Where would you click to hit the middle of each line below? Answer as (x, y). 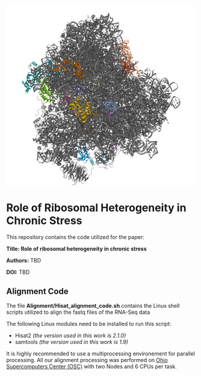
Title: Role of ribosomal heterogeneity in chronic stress (77, 249)
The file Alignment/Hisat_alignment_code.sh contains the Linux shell (93, 306)
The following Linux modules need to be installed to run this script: (89, 324)
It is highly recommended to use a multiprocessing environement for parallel (101, 354)
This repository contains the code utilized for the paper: (75, 237)
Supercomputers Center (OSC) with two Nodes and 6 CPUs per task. (91, 366)
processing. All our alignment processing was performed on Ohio (87, 360)
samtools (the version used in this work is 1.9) (71, 342)
